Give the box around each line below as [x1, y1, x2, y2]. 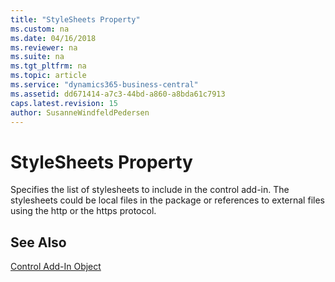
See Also [10, 234, 67, 251]
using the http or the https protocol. [10, 205, 157, 217]
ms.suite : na [10, 52, 65, 62]
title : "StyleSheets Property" [10, 14, 141, 25]
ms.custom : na [10, 24, 70, 34]
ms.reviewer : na [10, 42, 78, 53]
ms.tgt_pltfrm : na [10, 61, 87, 71]
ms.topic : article [10, 71, 87, 81]
